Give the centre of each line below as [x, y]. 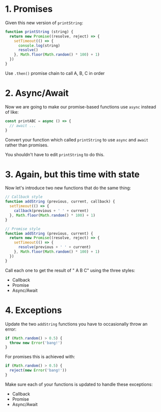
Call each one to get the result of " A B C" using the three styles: [70, 270]
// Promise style [23, 229]
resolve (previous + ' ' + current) [54, 247]
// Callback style [24, 197]
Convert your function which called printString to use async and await [77, 139]
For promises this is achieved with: [40, 357]
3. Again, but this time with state [72, 174]
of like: [12, 112]
